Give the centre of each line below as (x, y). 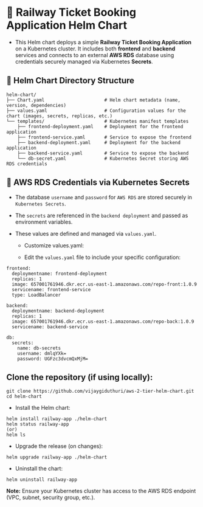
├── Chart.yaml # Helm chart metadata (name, (94, 100)
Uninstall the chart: (39, 469)
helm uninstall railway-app (42, 480)
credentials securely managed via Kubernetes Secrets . (84, 61)
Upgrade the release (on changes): (59, 446)
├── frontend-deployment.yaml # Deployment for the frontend (100, 126)
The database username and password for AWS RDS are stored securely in (104, 197)
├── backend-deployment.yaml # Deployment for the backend (99, 142)
